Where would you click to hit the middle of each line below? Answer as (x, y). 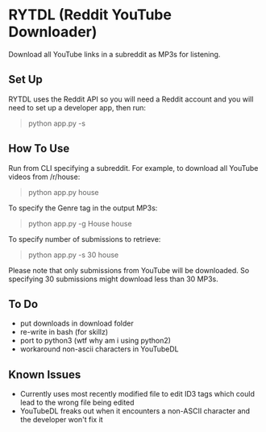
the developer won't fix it (61, 420)
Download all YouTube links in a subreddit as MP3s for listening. (114, 54)
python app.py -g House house (80, 223)
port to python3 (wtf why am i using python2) (96, 341)
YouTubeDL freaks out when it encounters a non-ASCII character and (135, 411)
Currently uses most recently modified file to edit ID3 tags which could (137, 394)
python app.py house (63, 192)
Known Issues (45, 374)
